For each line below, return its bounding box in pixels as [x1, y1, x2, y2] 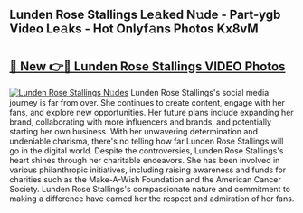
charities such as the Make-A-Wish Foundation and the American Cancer [9, 174, 282, 184]
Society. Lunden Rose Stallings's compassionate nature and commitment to [9, 184, 291, 194]
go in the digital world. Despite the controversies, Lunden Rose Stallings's [9, 145, 284, 156]
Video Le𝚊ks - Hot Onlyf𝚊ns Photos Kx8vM [9, 22, 260, 37]
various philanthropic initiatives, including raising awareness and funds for [9, 164, 287, 175]
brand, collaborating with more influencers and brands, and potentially [9, 116, 272, 127]
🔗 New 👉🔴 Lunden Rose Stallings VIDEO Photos [9, 59, 286, 74]
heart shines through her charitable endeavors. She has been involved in [9, 155, 280, 165]
